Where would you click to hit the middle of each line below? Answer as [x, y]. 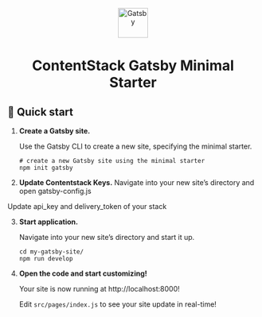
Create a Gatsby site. [55, 131]
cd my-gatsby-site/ [51, 252]
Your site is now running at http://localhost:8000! [99, 289]
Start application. [49, 222]
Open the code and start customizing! [83, 273]
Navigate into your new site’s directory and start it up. [107, 237]
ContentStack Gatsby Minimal [133, 66]
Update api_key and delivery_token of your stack [87, 206]
